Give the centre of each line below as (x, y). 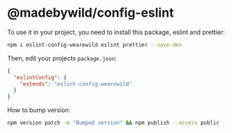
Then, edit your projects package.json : (62, 58)
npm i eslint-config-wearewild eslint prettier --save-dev (95, 45)
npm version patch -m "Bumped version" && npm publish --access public (113, 123)
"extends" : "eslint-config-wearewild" (76, 84)
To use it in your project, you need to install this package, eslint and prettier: (116, 32)
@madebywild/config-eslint (91, 13)
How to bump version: (39, 110)
